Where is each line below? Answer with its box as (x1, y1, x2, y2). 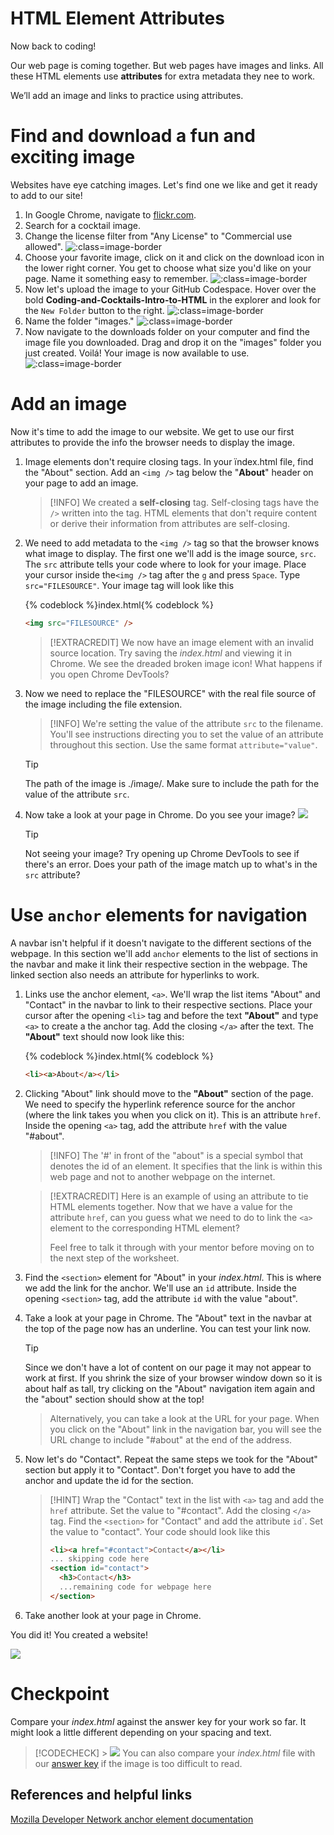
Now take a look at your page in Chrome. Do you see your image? (24, 808, 296, 821)
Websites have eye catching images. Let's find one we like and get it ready (10, 178, 318, 191)
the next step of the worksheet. (49, 1252, 180, 1264)
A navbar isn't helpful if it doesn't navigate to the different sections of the (10, 937, 312, 949)
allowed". (24, 240, 63, 252)
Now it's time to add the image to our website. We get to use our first (10, 425, 295, 437)
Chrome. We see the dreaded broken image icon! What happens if (49, 657, 323, 669)
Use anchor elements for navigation (10, 903, 308, 926)
